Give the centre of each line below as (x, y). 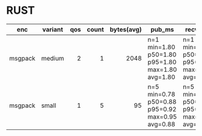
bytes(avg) (126, 29)
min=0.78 (161, 94)
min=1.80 (161, 47)
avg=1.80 (161, 77)
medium (53, 58)
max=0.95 (162, 116)
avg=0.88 (161, 124)
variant (53, 29)
